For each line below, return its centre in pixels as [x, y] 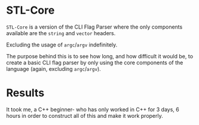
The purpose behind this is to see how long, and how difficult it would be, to [99, 56]
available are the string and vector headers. [61, 33]
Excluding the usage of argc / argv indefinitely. [62, 45]
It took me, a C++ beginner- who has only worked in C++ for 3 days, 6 [93, 109]
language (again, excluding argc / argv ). [54, 68]
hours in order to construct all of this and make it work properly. [85, 115]
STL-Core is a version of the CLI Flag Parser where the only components [94, 27]
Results [25, 93]
